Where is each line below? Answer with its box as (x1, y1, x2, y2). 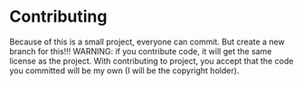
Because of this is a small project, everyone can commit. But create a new (9, 36, 285, 47)
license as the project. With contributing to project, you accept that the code (9, 55, 294, 66)
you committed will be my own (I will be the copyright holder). (9, 65, 240, 76)
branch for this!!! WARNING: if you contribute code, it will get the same (9, 45, 272, 56)
